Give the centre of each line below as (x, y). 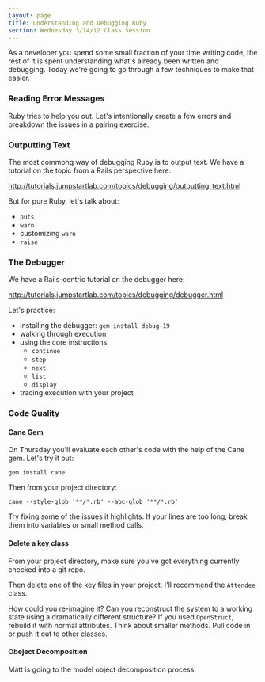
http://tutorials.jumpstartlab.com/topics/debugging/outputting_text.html (125, 185)
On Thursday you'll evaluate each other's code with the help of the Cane (127, 450)
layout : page (30, 15)
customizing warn (48, 233)
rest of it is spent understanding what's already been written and (114, 61)
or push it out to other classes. (58, 634)
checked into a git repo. (47, 569)
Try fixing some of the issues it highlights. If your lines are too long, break (128, 516)
